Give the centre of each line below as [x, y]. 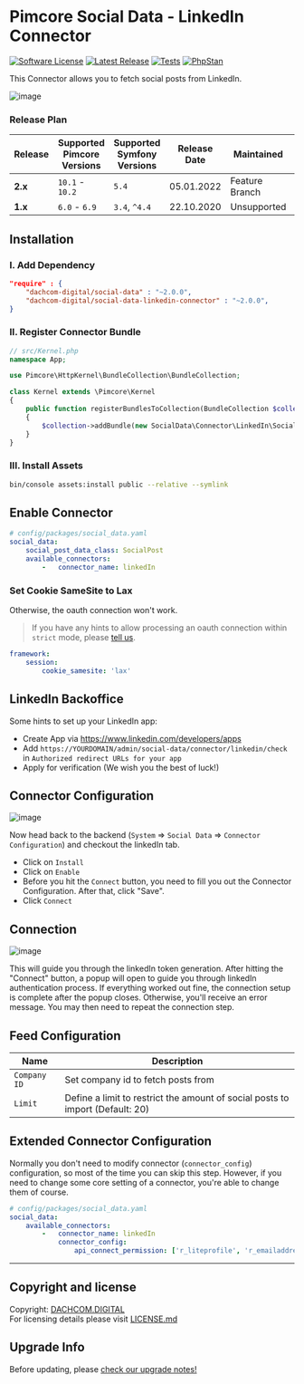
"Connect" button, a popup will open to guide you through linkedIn [133, 978]
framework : [30, 654]
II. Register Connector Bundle [76, 332]
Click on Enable [51, 872]
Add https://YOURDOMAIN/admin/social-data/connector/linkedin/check [155, 748]
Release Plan [38, 120]
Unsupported [258, 207]
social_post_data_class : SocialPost [95, 551]
